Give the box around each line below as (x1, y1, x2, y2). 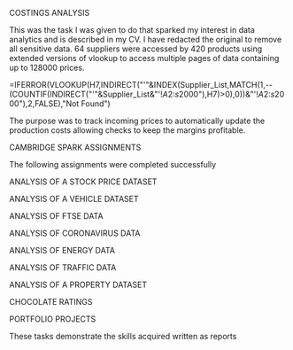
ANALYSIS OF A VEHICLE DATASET (9, 194, 139, 204)
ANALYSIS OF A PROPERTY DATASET (9, 279, 148, 290)
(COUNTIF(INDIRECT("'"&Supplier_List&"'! (9, 89, 163, 99)
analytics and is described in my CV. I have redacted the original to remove (9, 35, 282, 44)
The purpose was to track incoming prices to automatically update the (9, 115, 266, 126)
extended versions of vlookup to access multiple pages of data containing (9, 53, 280, 63)
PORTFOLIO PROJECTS (9, 314, 96, 324)
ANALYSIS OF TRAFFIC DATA (9, 262, 117, 273)
